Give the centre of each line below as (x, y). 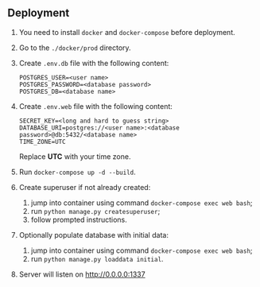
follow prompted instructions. (79, 219)
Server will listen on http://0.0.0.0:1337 (82, 274)
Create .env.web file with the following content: (95, 106)
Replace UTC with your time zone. (75, 156)
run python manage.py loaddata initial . (97, 258)
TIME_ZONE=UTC (42, 142)
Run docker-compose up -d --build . (77, 172)
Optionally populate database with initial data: (93, 235)
